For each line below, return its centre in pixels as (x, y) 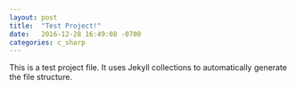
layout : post (33, 17)
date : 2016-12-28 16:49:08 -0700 (75, 34)
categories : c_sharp (48, 42)
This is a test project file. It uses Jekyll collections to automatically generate (148, 68)
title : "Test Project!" (55, 26)
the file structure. (41, 77)
